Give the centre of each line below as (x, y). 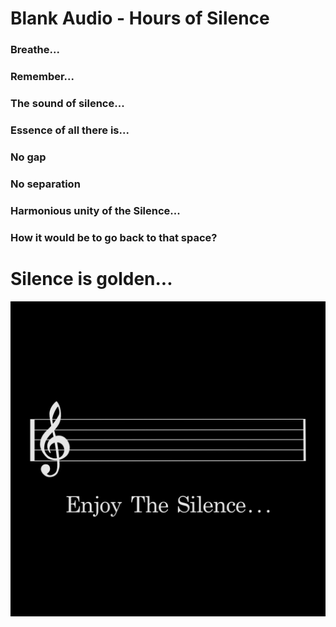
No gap (28, 157)
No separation (45, 184)
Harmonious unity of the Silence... (95, 210)
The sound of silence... (67, 103)
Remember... (42, 77)
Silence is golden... (91, 278)
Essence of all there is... (70, 130)
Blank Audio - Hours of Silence (140, 18)
